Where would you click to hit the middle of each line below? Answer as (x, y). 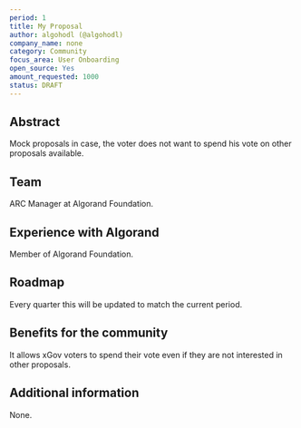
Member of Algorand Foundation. (72, 254)
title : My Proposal (46, 26)
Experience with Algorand (85, 232)
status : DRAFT (36, 85)
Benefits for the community (89, 333)
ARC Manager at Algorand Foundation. (82, 204)
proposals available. (47, 153)
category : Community (49, 52)
